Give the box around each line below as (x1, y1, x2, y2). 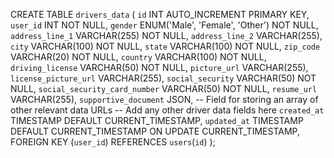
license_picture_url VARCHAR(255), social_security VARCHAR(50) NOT (10, 72, 317, 84)
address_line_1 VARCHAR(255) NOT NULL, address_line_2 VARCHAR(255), (10, 30, 323, 41)
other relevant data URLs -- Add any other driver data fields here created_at (10, 104, 325, 116)
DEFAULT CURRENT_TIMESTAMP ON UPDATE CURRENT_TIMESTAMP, (10, 125, 300, 137)
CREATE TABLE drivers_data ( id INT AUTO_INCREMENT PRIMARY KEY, (10, 9, 310, 20)
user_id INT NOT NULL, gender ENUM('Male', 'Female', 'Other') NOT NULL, (10, 19, 319, 31)
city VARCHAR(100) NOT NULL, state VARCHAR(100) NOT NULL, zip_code (10, 40, 321, 52)
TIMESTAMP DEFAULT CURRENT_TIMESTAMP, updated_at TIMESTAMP (10, 115, 304, 126)
